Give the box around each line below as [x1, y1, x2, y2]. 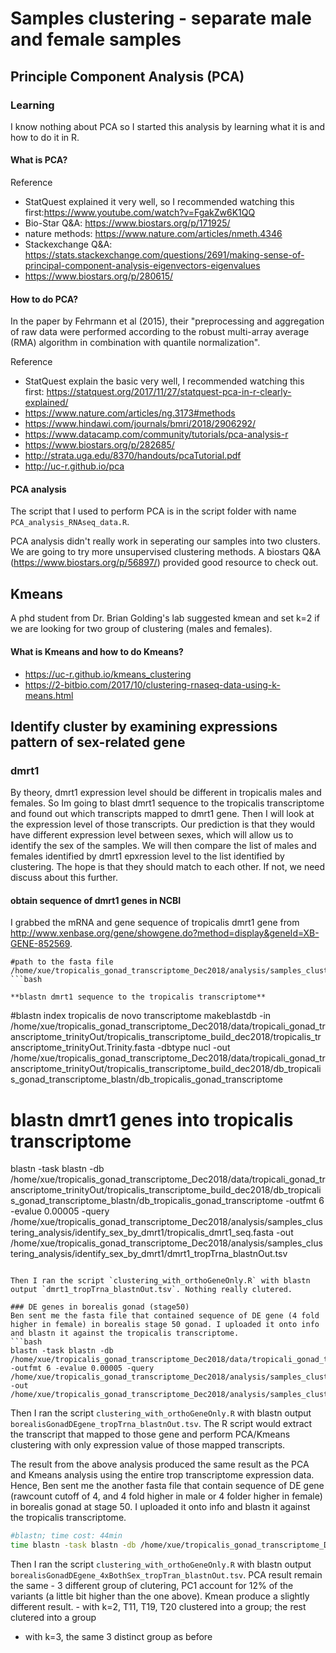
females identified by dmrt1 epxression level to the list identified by [10, 850, 285, 862]
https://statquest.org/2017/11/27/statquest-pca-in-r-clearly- [46, 386, 292, 398]
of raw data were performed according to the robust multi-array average [10, 326, 310, 338]
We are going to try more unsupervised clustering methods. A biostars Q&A [10, 546, 322, 558]
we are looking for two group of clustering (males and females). [10, 623, 273, 635]
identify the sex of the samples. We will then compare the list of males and [10, 840, 317, 852]
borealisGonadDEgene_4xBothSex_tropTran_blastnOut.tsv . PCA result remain [10, 1569, 323, 1581]
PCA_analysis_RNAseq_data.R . [10, 516, 130, 528]
